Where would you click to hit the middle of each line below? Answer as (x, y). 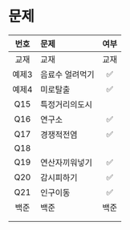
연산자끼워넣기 (66, 163)
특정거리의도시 (66, 104)
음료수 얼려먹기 (67, 75)
